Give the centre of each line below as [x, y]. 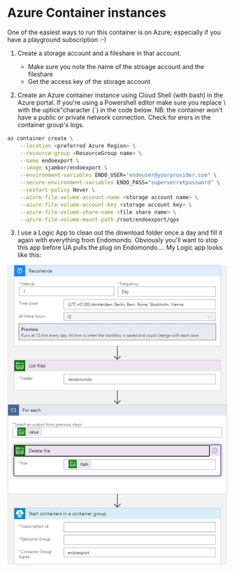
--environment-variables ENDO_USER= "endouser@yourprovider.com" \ [118, 175]
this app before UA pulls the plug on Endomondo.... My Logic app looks [120, 248]
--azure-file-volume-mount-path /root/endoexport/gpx [100, 219]
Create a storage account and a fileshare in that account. [99, 53]
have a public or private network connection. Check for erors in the [114, 117]
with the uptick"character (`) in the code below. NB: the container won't [120, 110]
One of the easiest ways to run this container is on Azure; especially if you [114, 32]
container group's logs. [51, 124]
